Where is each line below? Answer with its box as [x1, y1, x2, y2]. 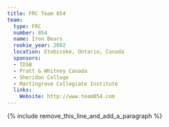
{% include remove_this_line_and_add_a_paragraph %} [7, 112, 163, 120]
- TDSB [13, 61, 32, 68]
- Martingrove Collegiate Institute [13, 80, 118, 87]
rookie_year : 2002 [13, 42, 67, 49]
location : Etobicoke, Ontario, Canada [13, 49, 125, 56]
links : [13, 86, 32, 93]
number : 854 [13, 29, 48, 36]
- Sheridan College [13, 73, 69, 81]
